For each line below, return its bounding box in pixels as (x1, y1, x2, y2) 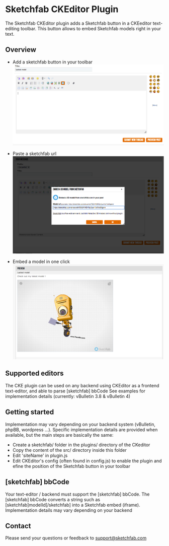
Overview (5, 45, 37, 54)
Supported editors (5, 369, 64, 378)
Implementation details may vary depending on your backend (5, 507, 132, 513)
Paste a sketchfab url (12, 151, 57, 157)
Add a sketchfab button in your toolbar (12, 59, 93, 65)
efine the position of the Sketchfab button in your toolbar (12, 463, 131, 469)
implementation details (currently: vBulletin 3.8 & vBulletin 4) (5, 393, 131, 399)
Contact (5, 521, 31, 530)
